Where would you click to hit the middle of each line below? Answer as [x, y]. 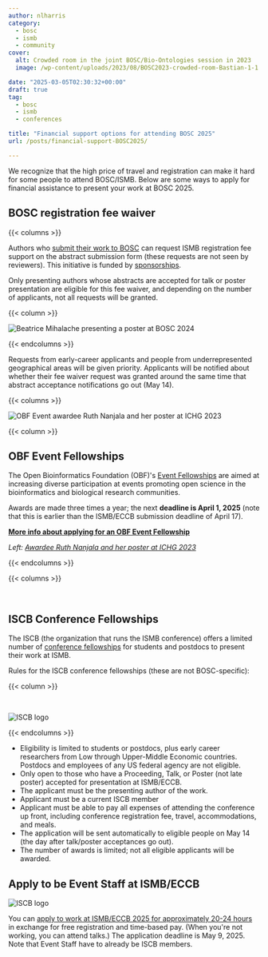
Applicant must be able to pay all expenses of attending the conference [137, 807]
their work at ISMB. [40, 656]
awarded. [35, 859]
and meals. [38, 825]
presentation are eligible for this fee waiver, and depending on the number [130, 289]
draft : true [28, 90]
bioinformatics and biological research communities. [95, 492]
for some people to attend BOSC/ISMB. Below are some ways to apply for [129, 179]
